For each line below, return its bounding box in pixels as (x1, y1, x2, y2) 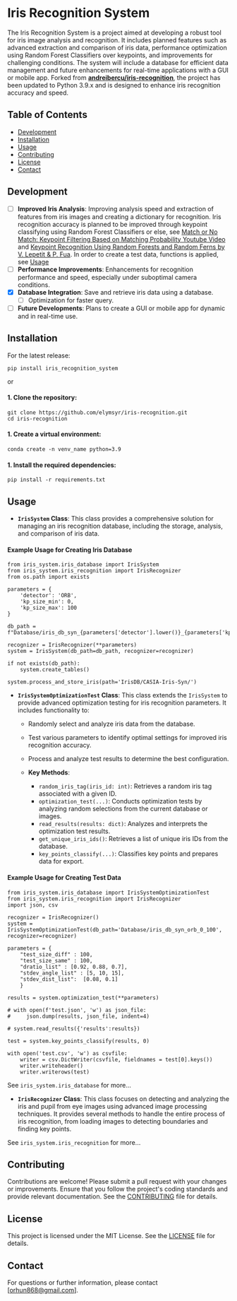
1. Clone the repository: (7, 394, 78, 402)
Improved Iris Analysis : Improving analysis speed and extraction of (17, 204, 214, 213)
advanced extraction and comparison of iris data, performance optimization (7, 43, 227, 52)
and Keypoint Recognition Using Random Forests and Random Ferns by (17, 242, 226, 251)
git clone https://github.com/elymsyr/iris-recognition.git (7, 408, 188, 416)
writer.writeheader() (20, 1062, 83, 1069)
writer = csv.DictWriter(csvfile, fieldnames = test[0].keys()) (20, 1056, 213, 1063)
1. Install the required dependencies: (7, 461, 116, 469)
